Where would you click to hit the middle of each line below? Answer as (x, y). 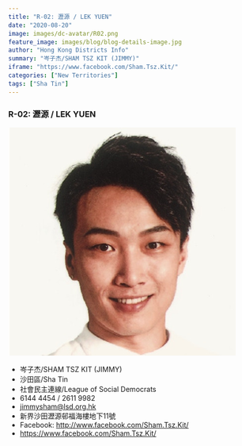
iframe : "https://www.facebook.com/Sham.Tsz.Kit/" (93, 67)
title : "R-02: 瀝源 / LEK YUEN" (60, 17)
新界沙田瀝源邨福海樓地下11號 (68, 416)
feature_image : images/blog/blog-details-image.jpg (95, 42)
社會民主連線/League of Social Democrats (88, 389)
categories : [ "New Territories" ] (63, 75)
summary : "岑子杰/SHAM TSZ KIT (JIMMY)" (74, 59)
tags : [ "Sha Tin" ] (38, 83)
